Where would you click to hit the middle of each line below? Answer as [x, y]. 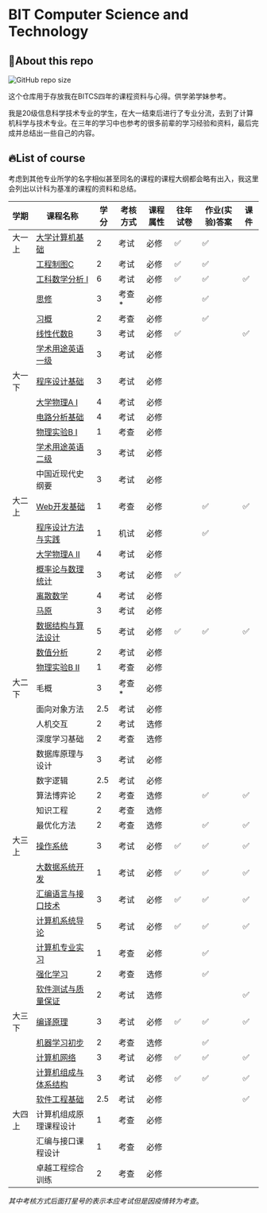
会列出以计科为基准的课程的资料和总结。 [74, 188]
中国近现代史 [60, 473]
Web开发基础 [61, 506]
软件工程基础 [60, 1099]
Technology [48, 31]
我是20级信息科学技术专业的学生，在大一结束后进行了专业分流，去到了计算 [131, 113]
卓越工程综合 [60, 1168]
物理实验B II [58, 667]
